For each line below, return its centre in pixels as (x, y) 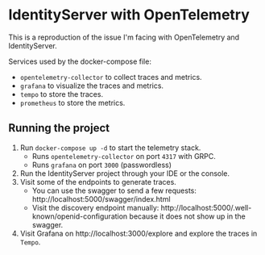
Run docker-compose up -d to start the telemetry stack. (110, 148)
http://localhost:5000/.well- (206, 207)
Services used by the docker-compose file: (80, 61)
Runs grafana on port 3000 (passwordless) (101, 165)
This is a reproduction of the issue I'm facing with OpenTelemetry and (124, 37)
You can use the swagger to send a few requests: (114, 190)
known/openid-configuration (80, 216)
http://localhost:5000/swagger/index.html (101, 199)
